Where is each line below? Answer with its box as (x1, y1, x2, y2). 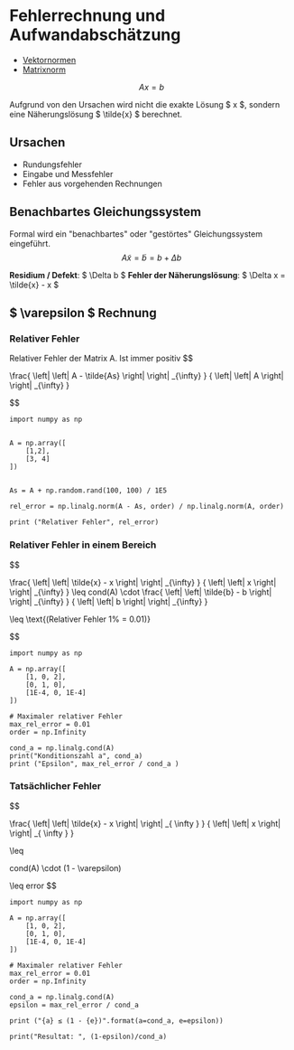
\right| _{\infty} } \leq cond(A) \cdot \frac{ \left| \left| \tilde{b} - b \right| (9, 586, 272, 597)
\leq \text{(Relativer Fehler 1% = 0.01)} (9, 614, 152, 624)
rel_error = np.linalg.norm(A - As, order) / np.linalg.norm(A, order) (9, 502, 284, 511)
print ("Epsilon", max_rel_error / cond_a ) (9, 759, 179, 768)
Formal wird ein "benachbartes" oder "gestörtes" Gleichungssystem (9, 228, 263, 239)
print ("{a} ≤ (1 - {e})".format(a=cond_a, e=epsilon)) (9, 1016, 224, 1026)
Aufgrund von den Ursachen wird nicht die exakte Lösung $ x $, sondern (9, 98, 280, 109)
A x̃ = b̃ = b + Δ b (121, 252, 182, 263)
